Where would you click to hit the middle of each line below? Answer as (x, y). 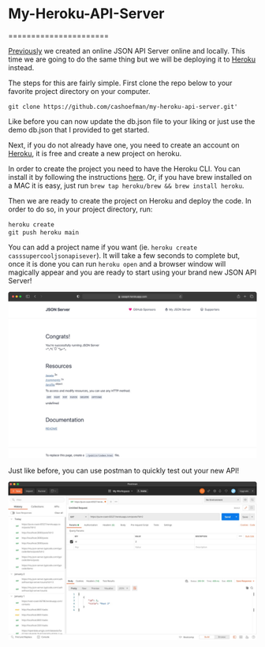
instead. (21, 67)
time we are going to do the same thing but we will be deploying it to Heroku (132, 59)
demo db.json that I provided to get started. (79, 129)
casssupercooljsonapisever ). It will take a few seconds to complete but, (124, 255)
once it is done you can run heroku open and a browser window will (117, 264)
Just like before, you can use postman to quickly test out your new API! (124, 471)
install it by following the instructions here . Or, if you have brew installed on (130, 177)
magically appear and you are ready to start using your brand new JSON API (132, 272)
